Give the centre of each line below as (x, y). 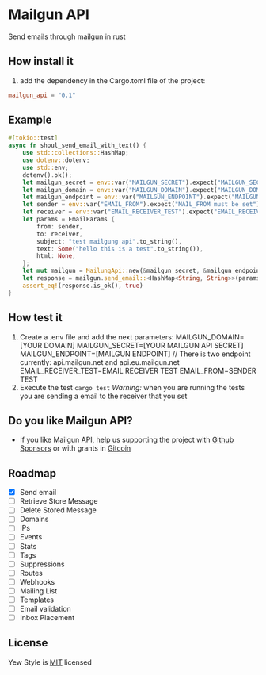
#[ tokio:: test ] (33, 138)
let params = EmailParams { (68, 220)
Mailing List (38, 591)
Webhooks (37, 581)
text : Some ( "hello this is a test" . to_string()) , (120, 249)
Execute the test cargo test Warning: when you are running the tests (132, 387)
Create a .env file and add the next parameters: (97, 337)
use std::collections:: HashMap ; (76, 153)
